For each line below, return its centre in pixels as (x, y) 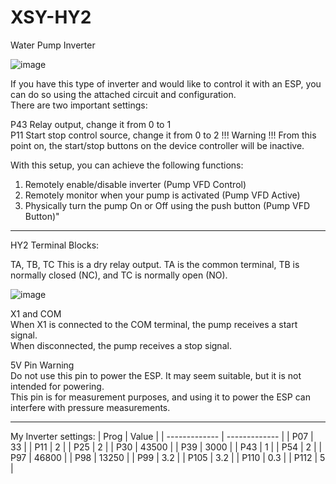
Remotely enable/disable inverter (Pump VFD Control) (135, 184)
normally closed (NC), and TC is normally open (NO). (119, 275)
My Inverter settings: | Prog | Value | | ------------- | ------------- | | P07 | (162, 436)
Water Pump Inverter (53, 45)
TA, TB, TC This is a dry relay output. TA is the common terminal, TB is (155, 264)
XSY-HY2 (51, 17)
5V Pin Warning (42, 365)
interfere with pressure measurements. (90, 407)
